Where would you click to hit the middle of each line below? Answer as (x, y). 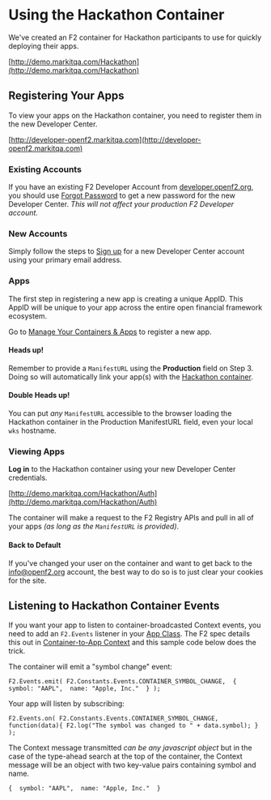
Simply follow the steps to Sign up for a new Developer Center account (127, 251)
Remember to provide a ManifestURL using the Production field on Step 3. (131, 368)
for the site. (28, 580)
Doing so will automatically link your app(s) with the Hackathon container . (131, 376)
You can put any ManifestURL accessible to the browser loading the (120, 413)
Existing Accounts (45, 169)
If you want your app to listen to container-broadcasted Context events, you (135, 625)
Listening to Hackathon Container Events (114, 605)
